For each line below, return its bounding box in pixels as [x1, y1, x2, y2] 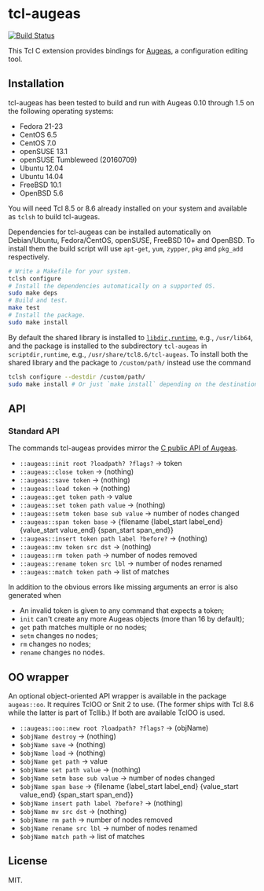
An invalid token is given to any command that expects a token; [19, 606, 225, 615]
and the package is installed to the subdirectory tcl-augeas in [8, 341, 207, 350]
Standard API [8, 425, 60, 436]
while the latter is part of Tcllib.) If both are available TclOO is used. [8, 708, 225, 717]
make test [8, 304, 41, 312]
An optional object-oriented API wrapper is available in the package [8, 691, 227, 700]
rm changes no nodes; [19, 640, 92, 649]
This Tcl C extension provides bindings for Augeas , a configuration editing [8, 46, 248, 55]
